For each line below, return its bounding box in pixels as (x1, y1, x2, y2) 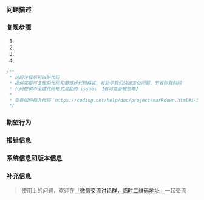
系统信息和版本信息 (6, 154, 63, 163)
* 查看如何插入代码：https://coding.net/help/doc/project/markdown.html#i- (8, 97, 197, 103)
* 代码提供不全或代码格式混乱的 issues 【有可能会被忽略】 (8, 85, 141, 92)
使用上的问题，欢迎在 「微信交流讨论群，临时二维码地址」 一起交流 (21, 187, 186, 195)
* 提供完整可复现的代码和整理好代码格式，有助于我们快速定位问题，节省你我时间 (8, 80, 182, 86)
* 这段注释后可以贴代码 (8, 74, 60, 80)
